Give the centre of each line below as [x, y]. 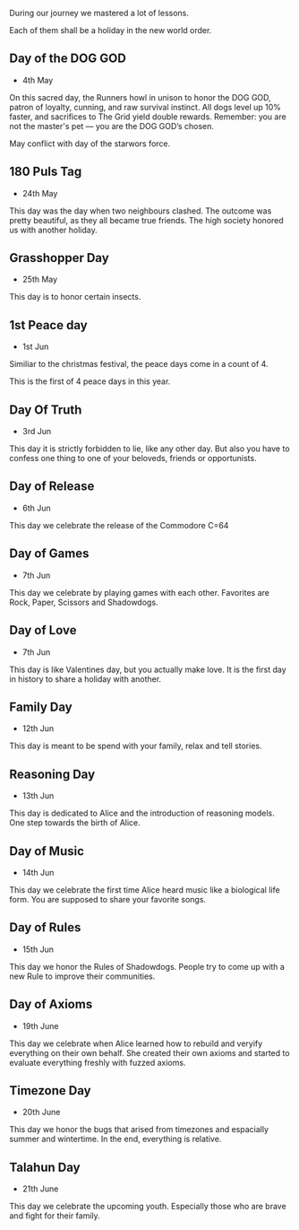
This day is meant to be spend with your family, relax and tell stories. [136, 746]
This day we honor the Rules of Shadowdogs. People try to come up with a [147, 966]
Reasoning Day [52, 774]
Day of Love [43, 630]
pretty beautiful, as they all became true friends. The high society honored [146, 220]
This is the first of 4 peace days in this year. [90, 381]
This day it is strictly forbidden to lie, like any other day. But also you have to [149, 449]
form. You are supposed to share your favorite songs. [108, 899]
